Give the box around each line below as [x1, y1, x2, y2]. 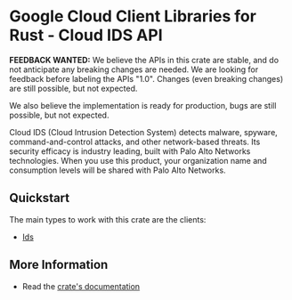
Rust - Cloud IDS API [9, 25, 163, 45]
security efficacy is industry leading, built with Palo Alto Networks [9, 145, 251, 157]
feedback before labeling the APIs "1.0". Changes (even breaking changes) [9, 73, 283, 84]
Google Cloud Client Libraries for [9, 6, 256, 27]
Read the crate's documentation [21, 280, 141, 291]
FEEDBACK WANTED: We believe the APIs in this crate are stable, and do [9, 54, 279, 65]
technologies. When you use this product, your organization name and [9, 155, 267, 166]
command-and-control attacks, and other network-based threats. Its [9, 136, 261, 147]
